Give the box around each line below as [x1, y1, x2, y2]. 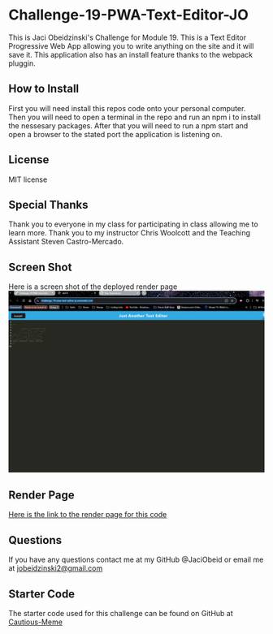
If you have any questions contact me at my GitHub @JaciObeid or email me [8, 554, 264, 565]
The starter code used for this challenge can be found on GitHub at [8, 608, 233, 618]
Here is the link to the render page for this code [8, 510, 167, 520]
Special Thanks [8, 197, 89, 212]
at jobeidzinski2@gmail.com [8, 563, 103, 573]
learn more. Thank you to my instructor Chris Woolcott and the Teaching [8, 228, 250, 238]
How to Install [8, 82, 80, 96]
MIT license [8, 175, 48, 184]
